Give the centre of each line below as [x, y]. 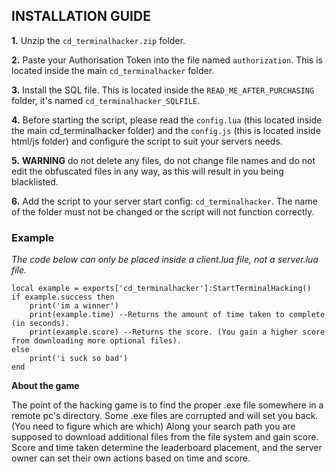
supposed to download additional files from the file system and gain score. [165, 437]
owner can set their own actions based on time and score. [131, 458]
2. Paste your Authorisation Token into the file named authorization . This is [167, 60]
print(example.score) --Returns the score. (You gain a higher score [177, 332]
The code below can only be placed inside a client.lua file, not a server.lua [165, 260]
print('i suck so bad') [79, 359]
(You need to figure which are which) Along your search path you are [153, 426]
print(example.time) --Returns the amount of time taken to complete [177, 315]
